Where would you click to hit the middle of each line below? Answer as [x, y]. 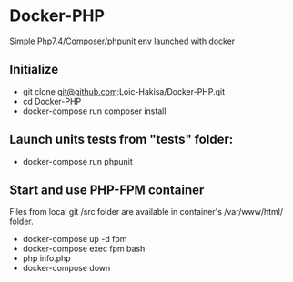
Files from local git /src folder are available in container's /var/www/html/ [146, 212]
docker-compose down [66, 268]
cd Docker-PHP [52, 101]
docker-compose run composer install [94, 111]
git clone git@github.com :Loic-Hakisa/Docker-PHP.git [124, 91]
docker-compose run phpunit [78, 161]
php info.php [46, 258]
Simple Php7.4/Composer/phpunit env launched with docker [122, 41]
